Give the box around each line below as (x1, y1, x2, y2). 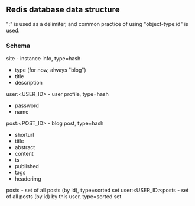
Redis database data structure (6, 5, 120, 15)
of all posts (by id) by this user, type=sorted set (6, 193, 122, 200)
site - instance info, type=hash (6, 55, 81, 62)
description (14, 79, 43, 86)
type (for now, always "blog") (14, 66, 87, 73)
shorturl (14, 131, 34, 139)
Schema (6, 41, 31, 50)
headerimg (14, 175, 41, 182)
